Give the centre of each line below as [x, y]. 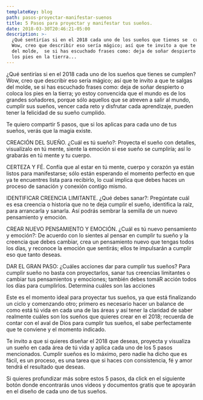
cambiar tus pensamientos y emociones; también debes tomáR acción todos [101, 279]
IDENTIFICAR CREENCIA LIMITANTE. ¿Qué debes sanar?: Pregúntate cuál [98, 198]
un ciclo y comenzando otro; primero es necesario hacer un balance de [95, 303]
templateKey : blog [29, 12]
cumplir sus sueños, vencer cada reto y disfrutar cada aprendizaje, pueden [100, 106]
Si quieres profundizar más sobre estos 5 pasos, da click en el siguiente [96, 378]
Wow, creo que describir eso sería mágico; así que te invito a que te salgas [99, 80]
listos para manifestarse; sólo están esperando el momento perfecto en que [101, 173]
